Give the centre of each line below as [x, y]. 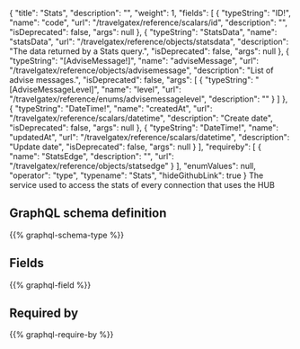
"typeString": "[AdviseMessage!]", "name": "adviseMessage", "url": [134, 61]
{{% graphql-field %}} [50, 285]
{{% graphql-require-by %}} [62, 335]
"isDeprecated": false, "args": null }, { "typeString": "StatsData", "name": [143, 32]
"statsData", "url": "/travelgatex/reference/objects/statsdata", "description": [149, 41]
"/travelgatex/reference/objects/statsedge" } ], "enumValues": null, [132, 166]
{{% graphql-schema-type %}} [67, 235]
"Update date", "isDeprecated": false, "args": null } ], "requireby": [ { [136, 147]
